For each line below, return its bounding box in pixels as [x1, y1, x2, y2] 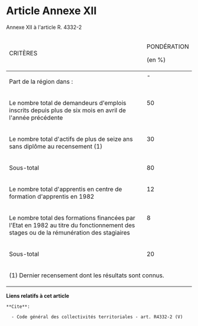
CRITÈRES [9, 49, 38, 57]
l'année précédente [9, 113, 63, 121]
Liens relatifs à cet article [6, 292, 70, 299]
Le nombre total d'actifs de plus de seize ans [9, 134, 133, 143]
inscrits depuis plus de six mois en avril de [9, 106, 126, 114]
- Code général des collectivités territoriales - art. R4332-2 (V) [11, 314, 183, 320]
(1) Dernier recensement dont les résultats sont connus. [9, 271, 164, 279]
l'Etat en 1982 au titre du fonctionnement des [9, 221, 136, 229]
